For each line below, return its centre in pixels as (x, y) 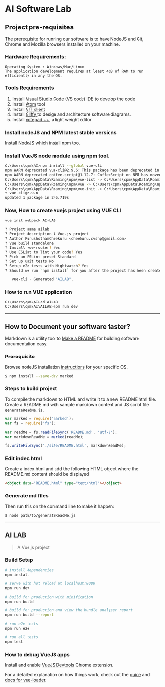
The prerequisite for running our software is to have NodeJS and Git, (74, 39)
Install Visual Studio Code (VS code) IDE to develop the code (74, 99)
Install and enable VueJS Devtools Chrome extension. (59, 665)
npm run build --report (29, 615)
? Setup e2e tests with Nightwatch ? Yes (47, 266)
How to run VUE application (39, 292)
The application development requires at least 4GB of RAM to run (74, 71)
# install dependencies (29, 570)
